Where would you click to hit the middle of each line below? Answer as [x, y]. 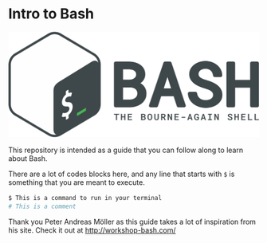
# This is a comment [43, 206]
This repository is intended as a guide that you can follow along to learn [126, 150]
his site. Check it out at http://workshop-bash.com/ [92, 230]
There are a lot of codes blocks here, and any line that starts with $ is [122, 174]
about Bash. [28, 159]
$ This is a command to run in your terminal [85, 198]
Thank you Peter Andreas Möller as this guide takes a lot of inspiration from [132, 221]
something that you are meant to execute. [77, 182]
